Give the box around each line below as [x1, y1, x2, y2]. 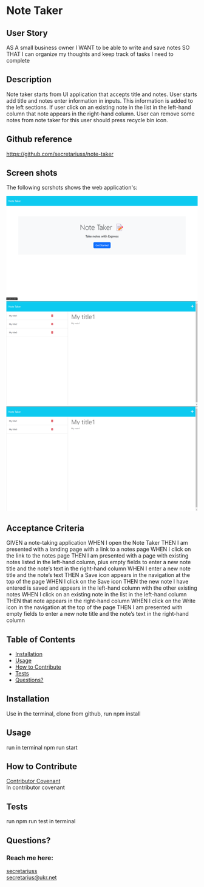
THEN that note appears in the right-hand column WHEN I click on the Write [6, 597, 196, 605]
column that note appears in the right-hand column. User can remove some [6, 110, 195, 117]
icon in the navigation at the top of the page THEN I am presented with [6, 604, 183, 611]
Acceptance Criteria [6, 523, 84, 533]
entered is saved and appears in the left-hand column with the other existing [6, 584, 197, 592]
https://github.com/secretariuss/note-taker [6, 150, 114, 157]
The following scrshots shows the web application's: [6, 184, 138, 192]
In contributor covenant [6, 784, 65, 791]
